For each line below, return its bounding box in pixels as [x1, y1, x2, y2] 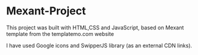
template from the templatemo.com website [6, 30, 114, 37]
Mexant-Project [6, 4, 86, 18]
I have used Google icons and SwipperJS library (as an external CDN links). [6, 42, 193, 49]
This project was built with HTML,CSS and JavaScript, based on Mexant [6, 24, 184, 31]
